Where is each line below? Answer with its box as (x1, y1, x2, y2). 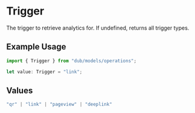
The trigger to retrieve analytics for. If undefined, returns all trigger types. (6, 24, 190, 31)
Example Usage (6, 42, 67, 52)
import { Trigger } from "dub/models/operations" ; (6, 57, 137, 64)
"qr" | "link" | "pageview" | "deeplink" (6, 102, 113, 108)
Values (6, 85, 33, 95)
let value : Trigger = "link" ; (6, 68, 83, 75)
